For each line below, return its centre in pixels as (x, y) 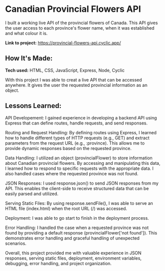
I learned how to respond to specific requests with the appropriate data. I (80, 168)
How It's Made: (29, 58)
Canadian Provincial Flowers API (73, 9)
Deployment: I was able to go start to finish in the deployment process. (77, 218)
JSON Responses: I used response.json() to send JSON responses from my (82, 183)
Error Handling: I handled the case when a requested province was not (77, 228)
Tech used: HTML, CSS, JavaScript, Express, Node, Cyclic (65, 70)
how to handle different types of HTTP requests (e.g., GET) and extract (77, 138)
